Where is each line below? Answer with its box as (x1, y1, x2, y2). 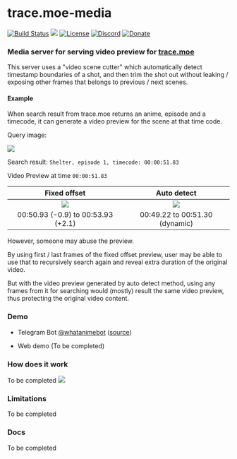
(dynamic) (159, 219, 194, 229)
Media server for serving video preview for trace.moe (7, 47, 195, 56)
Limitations (7, 393, 47, 403)
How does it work (7, 359, 68, 369)
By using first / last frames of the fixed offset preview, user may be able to (7, 251, 223, 259)
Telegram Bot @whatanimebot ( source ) (17, 328, 132, 336)
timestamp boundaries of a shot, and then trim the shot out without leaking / (7, 71, 229, 79)
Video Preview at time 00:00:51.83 (7, 172, 108, 180)
